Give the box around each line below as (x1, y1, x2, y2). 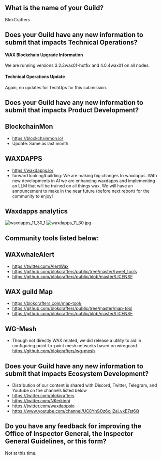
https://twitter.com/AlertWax (12, 263, 69, 269)
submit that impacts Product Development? (5, 106, 139, 114)
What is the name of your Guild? (5, 4, 104, 12)
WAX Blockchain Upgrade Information (5, 52, 83, 58)
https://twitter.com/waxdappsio (12, 403, 75, 409)
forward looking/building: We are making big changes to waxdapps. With (12, 172, 157, 178)
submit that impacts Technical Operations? (5, 38, 138, 46)
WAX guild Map (5, 288, 53, 296)
